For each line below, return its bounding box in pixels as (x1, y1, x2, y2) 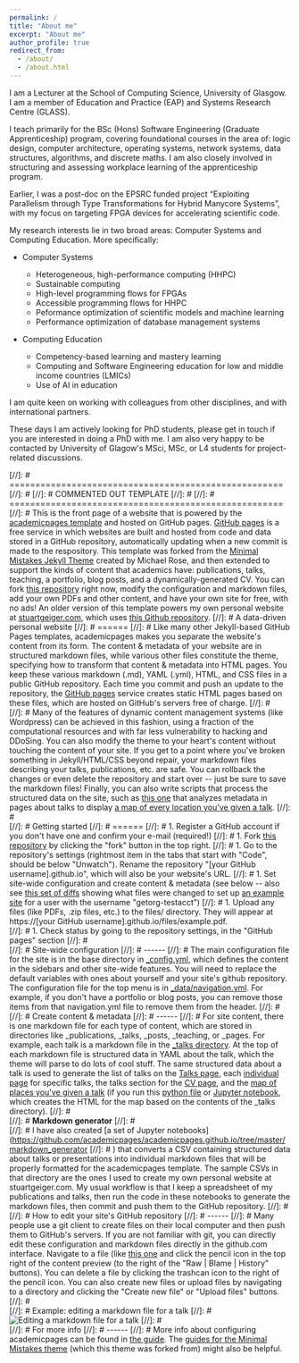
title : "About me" (9, 21, 78, 30)
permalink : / (9, 13, 58, 22)
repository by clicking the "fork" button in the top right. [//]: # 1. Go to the (9, 839, 278, 850)
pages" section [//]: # (9, 935, 88, 946)
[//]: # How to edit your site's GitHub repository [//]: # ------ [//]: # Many (9, 1210, 275, 1221)
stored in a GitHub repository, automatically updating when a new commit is (9, 535, 288, 546)
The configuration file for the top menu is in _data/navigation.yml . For (9, 982, 263, 993)
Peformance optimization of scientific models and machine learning (35, 307, 285, 317)
